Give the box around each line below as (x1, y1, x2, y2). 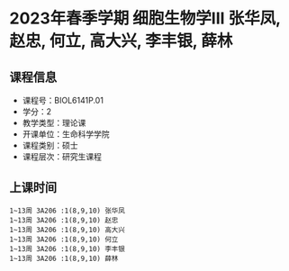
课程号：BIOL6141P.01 (22, 95, 104, 105)
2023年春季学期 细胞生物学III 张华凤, (9, 8, 281, 29)
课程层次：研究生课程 (22, 151, 102, 162)
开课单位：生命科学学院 (22, 129, 110, 140)
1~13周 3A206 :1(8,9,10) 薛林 (9, 254, 119, 263)
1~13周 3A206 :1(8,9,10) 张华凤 (9, 206, 126, 215)
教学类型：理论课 (22, 118, 86, 128)
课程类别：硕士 (22, 140, 78, 150)
